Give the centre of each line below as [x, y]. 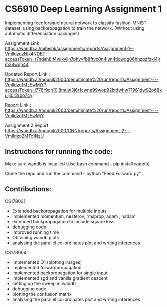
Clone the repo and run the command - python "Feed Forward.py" [73, 173]
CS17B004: [17, 252]
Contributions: [28, 189]
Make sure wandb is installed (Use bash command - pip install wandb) [77, 164]
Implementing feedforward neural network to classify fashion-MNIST [76, 23]
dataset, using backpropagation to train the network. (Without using [75, 28]
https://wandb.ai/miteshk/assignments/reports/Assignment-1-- [70, 48]
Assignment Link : [24, 43]
